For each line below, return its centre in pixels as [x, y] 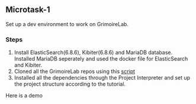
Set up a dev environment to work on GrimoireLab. [67, 24]
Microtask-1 [28, 10]
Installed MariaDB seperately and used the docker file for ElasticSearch [101, 59]
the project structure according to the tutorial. [70, 84]
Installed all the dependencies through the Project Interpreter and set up [102, 78]
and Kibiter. [28, 65]
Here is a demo [24, 96]
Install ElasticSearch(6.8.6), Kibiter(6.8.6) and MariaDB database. [93, 52]
